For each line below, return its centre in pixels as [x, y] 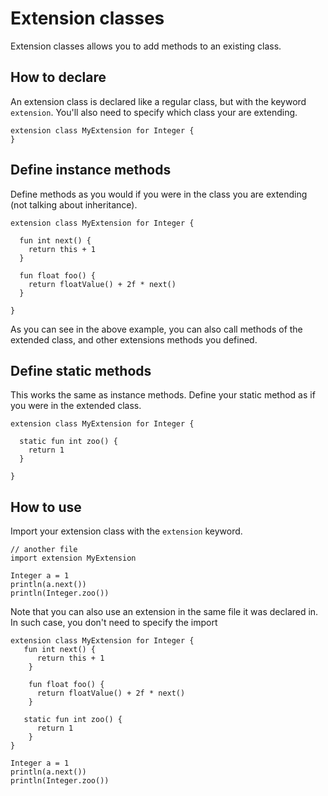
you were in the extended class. [76, 406]
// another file [44, 550]
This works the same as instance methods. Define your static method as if [163, 395]
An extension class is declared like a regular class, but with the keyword [158, 101]
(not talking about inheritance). [74, 204]
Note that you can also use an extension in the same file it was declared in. [164, 612]
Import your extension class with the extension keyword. [126, 531]
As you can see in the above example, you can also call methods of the [156, 329]
